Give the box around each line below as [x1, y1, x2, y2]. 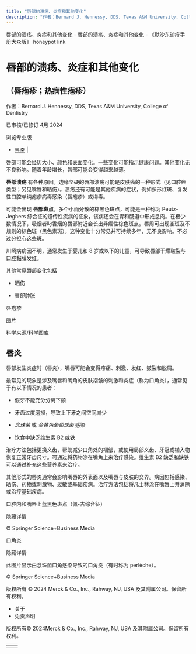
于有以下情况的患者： [6, 384, 57, 391]
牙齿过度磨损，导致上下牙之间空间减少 [14, 409, 107, 416]
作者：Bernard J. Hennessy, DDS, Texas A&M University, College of [6, 102, 169, 109]
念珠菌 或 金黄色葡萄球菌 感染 [14, 422, 86, 429]
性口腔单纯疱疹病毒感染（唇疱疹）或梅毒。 [6, 193, 108, 200]
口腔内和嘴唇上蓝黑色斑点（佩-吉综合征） [6, 501, 106, 508]
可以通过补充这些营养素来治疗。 [6, 461, 83, 468]
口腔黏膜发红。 [6, 254, 42, 261]
